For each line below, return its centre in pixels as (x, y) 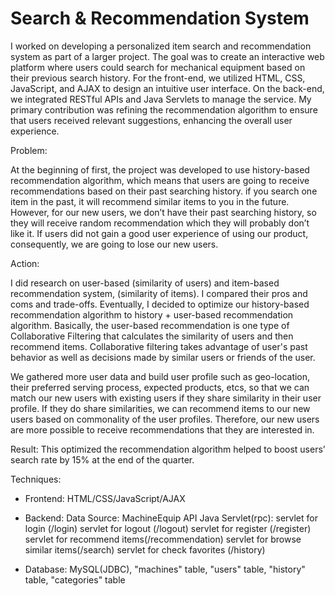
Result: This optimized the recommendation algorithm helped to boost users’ (168, 449)
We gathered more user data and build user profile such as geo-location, (160, 376)
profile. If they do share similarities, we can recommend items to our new (160, 408)
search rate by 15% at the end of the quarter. (102, 459)
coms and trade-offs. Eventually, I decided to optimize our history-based (160, 304)
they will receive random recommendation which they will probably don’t (160, 223)
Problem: (29, 150)
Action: (25, 263)
